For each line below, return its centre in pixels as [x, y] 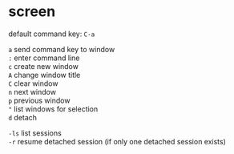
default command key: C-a [52, 34]
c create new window [43, 66]
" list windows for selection [53, 109]
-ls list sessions [35, 133]
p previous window [39, 100]
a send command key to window [62, 49]
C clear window [33, 83]
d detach [23, 117]
